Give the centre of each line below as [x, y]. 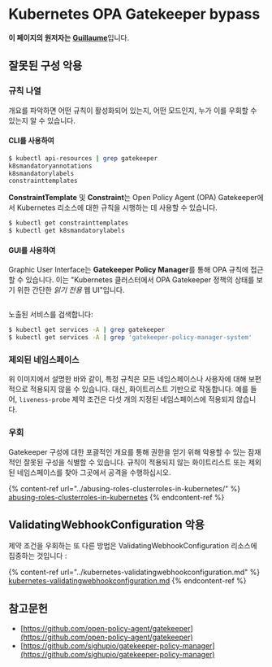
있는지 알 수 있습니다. [42, 120]
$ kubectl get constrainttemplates [69, 223]
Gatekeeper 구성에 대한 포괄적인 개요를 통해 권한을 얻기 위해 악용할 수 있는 [127, 451]
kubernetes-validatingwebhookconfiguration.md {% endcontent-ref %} [127, 581]
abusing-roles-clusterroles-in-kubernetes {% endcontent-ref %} [117, 497]
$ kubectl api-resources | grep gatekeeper [83, 158]
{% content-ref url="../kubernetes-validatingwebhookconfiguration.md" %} [134, 572]
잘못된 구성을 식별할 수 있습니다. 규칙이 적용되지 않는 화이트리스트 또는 [135, 462]
